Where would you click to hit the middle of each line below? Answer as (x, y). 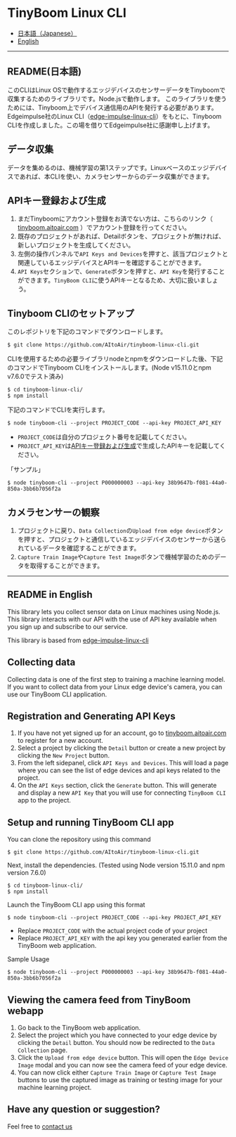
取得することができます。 (67, 566)
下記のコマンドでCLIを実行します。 (58, 410)
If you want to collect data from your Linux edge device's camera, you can (115, 687)
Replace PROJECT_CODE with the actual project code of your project (112, 931)
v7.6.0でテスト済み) (35, 377)
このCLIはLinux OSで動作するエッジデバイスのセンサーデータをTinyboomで (117, 90)
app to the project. (44, 800)
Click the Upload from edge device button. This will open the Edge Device (123, 1058)
